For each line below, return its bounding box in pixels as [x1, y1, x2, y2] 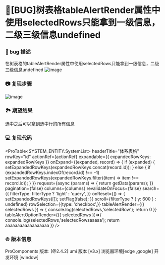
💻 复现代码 [5, 135, 32, 141]
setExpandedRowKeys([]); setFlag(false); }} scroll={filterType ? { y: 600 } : [5, 196, 157, 202]
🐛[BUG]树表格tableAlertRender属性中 [5, 4, 161, 16]
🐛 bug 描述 [5, 48, 31, 55]
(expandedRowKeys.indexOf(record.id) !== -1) [5, 170, 100, 176]
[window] [19, 254, 39, 260]
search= [142, 185, 160, 191]
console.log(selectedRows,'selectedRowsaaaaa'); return [5, 217, 120, 223]
